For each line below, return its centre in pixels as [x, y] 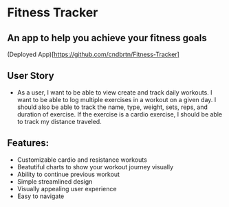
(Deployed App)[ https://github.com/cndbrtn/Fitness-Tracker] [94, 54]
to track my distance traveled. [59, 121]
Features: [28, 143]
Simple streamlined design [55, 181]
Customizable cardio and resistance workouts [82, 160]
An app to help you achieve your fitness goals [107, 38]
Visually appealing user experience [67, 188]
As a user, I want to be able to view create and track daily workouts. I [115, 92]
